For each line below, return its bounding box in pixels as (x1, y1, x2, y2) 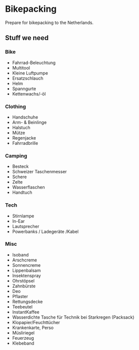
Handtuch (12, 189, 33, 195)
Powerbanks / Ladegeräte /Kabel (12, 229, 79, 234)
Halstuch (12, 124, 30, 130)
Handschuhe (12, 114, 38, 120)
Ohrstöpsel (12, 278, 35, 283)
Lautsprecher (12, 223, 40, 229)
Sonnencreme (12, 262, 41, 268)
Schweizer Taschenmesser (12, 169, 67, 175)
